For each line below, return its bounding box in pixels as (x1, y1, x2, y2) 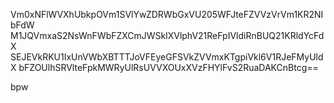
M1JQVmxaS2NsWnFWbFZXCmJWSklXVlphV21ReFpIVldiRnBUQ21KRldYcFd (10, 30, 325, 41)
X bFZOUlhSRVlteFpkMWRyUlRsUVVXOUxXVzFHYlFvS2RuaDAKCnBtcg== (10, 62, 319, 73)
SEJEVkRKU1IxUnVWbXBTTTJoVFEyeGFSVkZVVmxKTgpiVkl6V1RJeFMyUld (10, 51, 324, 63)
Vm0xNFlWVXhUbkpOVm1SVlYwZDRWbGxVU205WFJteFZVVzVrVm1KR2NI (10, 9, 324, 20)
